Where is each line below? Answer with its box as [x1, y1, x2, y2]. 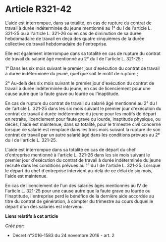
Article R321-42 [5, 3, 72, 15]
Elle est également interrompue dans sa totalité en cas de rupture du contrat [5, 50, 161, 56]
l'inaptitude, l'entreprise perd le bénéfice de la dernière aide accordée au [5, 193, 155, 199]
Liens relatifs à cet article [5, 213, 58, 219]
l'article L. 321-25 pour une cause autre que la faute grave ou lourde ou [5, 188, 151, 194]
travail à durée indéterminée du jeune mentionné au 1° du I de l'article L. [5, 25, 152, 31]
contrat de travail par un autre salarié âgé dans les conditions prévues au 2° [5, 132, 160, 138]
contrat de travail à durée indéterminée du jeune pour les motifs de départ [5, 110, 157, 117]
